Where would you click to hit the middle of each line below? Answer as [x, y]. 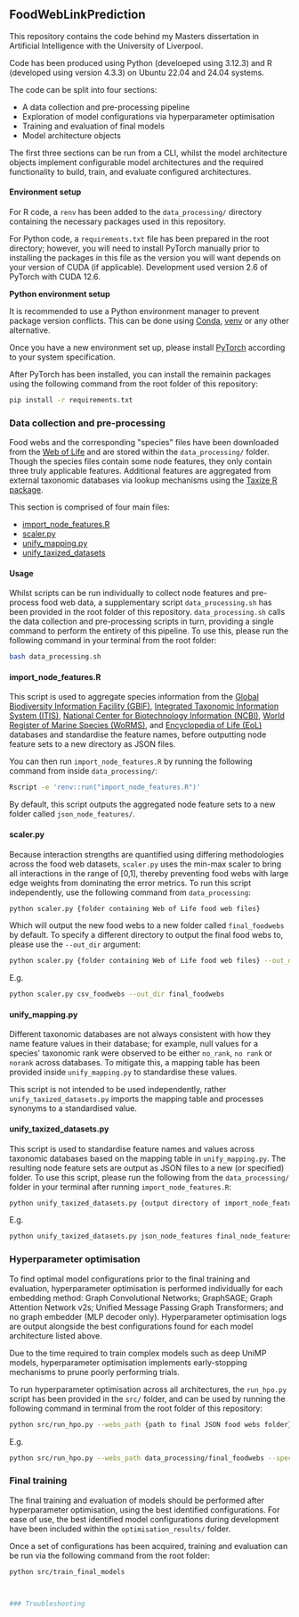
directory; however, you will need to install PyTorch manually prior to [135, 248]
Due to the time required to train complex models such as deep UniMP [138, 1353]
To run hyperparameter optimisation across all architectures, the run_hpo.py [148, 1389]
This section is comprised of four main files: [90, 507]
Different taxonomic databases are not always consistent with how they [140, 1034]
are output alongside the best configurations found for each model [131, 1326]
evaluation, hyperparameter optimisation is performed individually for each [146, 1288]
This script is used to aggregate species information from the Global [134, 697]
